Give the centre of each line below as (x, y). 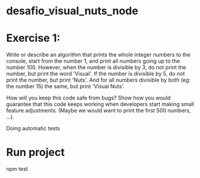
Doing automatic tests (33, 129)
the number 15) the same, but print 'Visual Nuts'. (65, 86)
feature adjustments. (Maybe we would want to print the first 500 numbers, (99, 111)
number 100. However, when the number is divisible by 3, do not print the (96, 67)
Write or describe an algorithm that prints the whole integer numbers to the (99, 55)
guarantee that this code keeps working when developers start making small (100, 104)
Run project (36, 152)
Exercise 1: (33, 38)
